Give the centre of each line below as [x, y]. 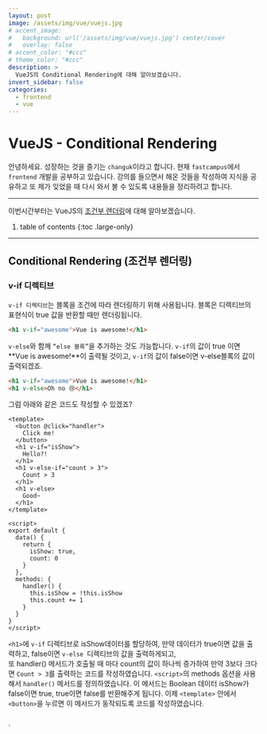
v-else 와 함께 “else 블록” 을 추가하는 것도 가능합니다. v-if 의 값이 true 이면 [124, 346]
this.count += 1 [56, 600]
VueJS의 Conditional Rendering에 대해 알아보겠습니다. [99, 75]
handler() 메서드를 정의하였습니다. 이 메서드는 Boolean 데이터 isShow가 [136, 684]
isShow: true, [53, 552]
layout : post [30, 16]
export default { [37, 531]
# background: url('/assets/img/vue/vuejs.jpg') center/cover [117, 38]
